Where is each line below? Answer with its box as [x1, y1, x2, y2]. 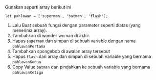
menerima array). [12, 27, 47, 33]
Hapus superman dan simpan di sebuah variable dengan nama [12, 38, 136, 44]
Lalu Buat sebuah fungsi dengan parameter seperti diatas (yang [12, 22, 141, 28]
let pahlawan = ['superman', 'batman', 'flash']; [5, 14, 109, 19]
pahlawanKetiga [12, 70, 44, 75]
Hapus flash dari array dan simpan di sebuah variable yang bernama [12, 53, 152, 59]
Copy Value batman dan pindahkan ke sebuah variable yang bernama [12, 64, 151, 70]
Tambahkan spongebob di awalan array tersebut [12, 49, 110, 54]
